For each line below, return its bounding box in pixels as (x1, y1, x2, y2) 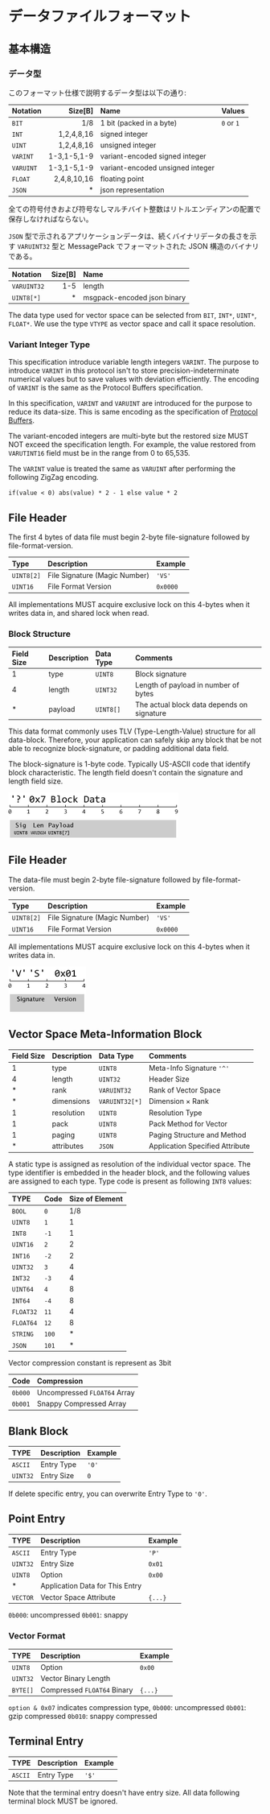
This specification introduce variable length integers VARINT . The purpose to (8, 357, 260, 367)
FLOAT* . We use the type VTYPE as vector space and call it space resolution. (8, 319, 256, 329)
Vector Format (8, 1630, 66, 1641)
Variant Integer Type (8, 339, 91, 350)
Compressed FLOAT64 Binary (39, 1684, 133, 1695)
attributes (51, 1141, 84, 1151)
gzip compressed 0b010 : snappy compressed (8, 1712, 158, 1721)
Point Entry (8, 1512, 66, 1526)
